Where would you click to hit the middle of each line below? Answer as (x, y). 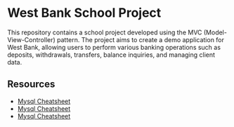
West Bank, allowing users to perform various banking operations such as (114, 47)
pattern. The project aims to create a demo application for (141, 39)
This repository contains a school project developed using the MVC (105, 32)
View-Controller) (32, 39)
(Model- (215, 32)
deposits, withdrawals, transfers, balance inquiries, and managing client (111, 55)
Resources (31, 85)
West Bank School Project (84, 13)
